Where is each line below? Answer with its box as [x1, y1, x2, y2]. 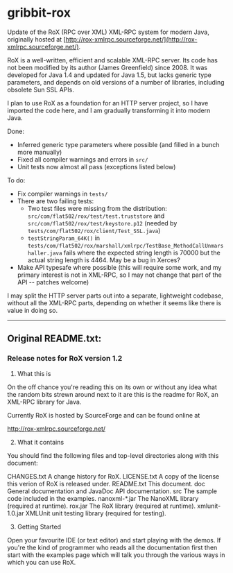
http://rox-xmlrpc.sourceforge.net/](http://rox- [65, 35, 198, 43]
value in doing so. [7, 306, 58, 314]
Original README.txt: [7, 333, 102, 345]
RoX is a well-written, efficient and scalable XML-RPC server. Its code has [7, 55, 218, 64]
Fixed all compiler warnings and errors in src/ [17, 155, 148, 164]
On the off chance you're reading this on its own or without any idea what [7, 383, 217, 391]
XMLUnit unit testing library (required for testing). [25, 508, 166, 518]
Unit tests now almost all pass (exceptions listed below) [17, 162, 176, 171]
